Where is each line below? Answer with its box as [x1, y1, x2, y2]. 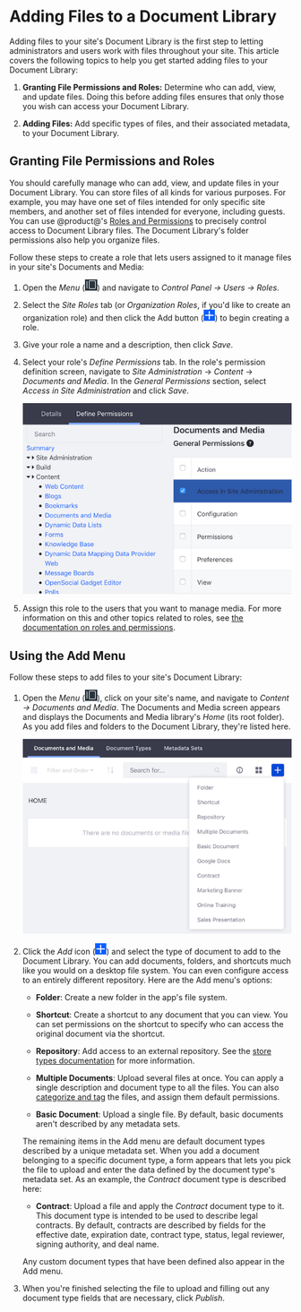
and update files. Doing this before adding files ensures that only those [21, 91, 285, 102]
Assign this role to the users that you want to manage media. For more [21, 603, 282, 614]
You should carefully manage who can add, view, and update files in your [9, 177, 279, 188]
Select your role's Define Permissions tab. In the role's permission [21, 356, 266, 367]
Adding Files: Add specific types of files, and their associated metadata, [21, 118, 290, 129]
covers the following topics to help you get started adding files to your [9, 55, 269, 65]
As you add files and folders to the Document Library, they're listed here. [21, 721, 291, 732]
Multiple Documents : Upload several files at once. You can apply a [35, 1073, 284, 1084]
